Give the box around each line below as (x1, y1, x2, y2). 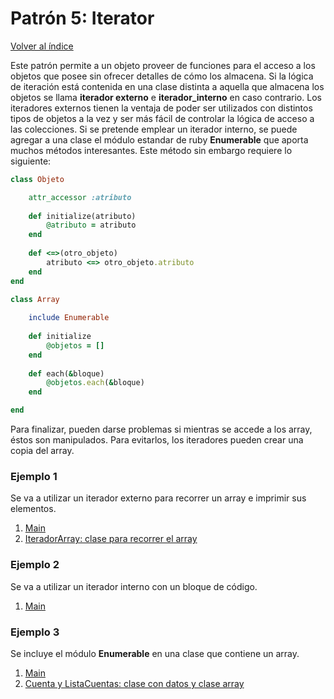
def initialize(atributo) (28, 211, 137, 221)
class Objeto (10, 174, 65, 184)
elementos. (10, 503, 57, 515)
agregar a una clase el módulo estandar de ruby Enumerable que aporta (10, 133, 309, 146)
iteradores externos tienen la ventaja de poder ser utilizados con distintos (10, 102, 313, 114)
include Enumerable (28, 313, 110, 323)
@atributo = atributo (46, 220, 137, 231)
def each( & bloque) (28, 368, 105, 379)
